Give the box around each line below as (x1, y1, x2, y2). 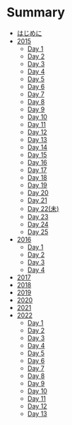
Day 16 (27, 158, 47, 166)
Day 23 (27, 212, 49, 221)
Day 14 (27, 143, 47, 151)
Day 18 (27, 173, 47, 182)
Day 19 (27, 180, 47, 189)
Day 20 (27, 188, 49, 197)
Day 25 (27, 227, 49, 236)
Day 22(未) (27, 204, 59, 212)
